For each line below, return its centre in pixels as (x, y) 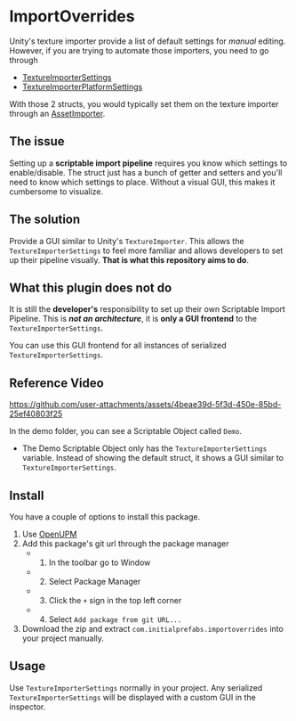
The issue (37, 141)
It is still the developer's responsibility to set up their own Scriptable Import (148, 309)
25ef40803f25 (36, 414)
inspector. (28, 707)
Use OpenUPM (49, 534)
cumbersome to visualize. (56, 191)
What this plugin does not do (91, 287)
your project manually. (63, 638)
